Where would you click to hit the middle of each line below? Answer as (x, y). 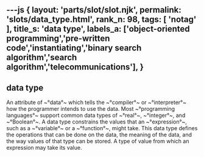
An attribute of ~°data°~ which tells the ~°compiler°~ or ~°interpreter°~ (97, 102)
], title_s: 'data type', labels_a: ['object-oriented (98, 29)
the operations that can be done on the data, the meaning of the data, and (99, 135)
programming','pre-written (58, 39)
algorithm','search (42, 58)
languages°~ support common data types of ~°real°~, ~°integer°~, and (96, 116)
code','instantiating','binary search (74, 48)
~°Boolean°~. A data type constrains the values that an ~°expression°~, (97, 122)
